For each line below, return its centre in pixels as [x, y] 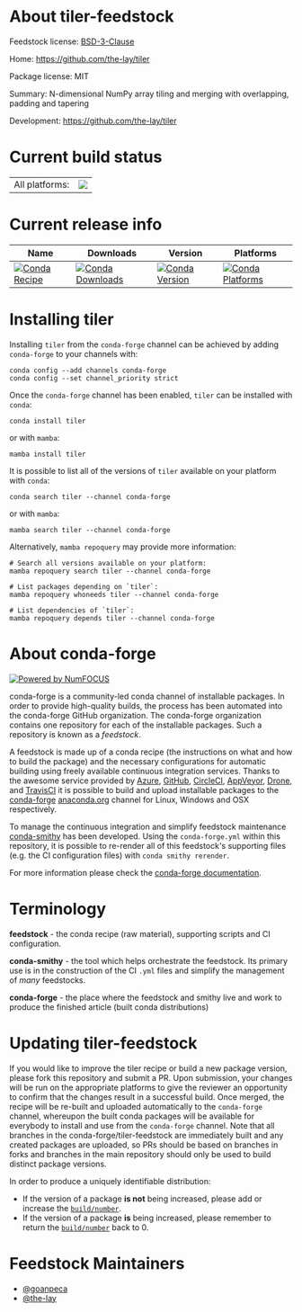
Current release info [86, 224]
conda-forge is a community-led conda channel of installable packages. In [147, 696]
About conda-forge [83, 653]
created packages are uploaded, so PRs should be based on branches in [144, 1145]
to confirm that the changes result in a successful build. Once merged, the [147, 1097]
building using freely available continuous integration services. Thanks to [145, 771]
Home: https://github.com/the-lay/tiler [80, 58]
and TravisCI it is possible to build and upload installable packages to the [144, 790]
